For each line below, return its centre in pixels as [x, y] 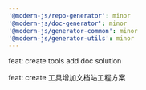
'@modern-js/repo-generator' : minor [69, 16]
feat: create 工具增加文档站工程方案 [67, 78]
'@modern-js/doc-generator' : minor [68, 23]
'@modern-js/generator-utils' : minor [71, 38]
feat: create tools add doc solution [65, 61]
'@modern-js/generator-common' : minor [73, 31]
